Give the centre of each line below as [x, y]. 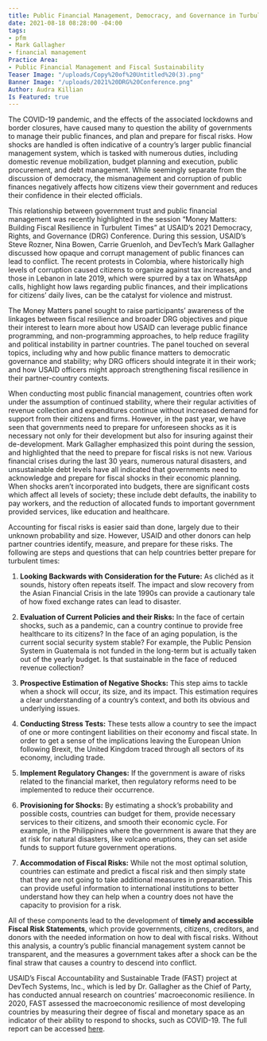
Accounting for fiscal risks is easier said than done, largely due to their [124, 527]
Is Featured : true [39, 97]
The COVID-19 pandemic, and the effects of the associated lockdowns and [130, 119]
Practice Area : [33, 60]
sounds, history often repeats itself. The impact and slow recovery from [137, 585]
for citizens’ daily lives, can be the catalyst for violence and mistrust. [120, 296]
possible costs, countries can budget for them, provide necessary [128, 814]
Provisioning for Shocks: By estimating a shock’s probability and [126, 805]
